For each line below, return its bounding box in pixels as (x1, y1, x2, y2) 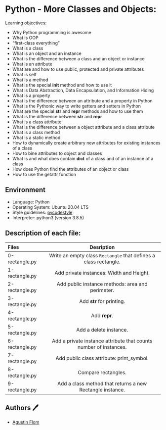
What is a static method (12, 135, 61, 141)
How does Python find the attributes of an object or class (12, 166, 129, 172)
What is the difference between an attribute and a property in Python (12, 97, 153, 103)
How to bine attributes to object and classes (12, 150, 102, 156)
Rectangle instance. (79, 386, 125, 393)
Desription (89, 243, 115, 250)
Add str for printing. (79, 298, 125, 305)
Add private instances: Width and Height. (54, 269, 150, 276)
